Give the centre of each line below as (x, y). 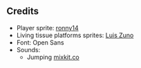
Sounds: (28, 49)
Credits (23, 11)
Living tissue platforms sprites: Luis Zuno (75, 35)
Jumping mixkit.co (53, 57)
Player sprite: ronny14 (47, 27)
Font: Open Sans (40, 42)
